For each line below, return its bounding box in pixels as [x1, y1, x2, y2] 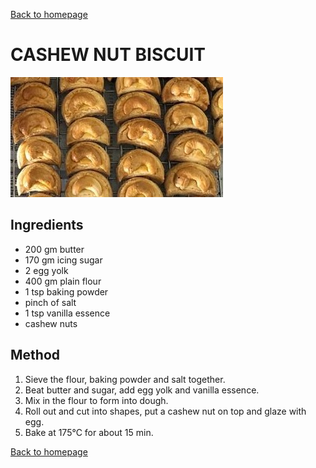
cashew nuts [24, 317, 78, 329]
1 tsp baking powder [24, 285, 109, 298]
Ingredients [10, 217, 84, 234]
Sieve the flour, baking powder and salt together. [24, 373, 226, 385]
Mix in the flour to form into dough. [24, 394, 169, 406]
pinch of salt [24, 296, 77, 308]
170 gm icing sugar [24, 254, 103, 266]
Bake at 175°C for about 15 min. [24, 426, 154, 438]
